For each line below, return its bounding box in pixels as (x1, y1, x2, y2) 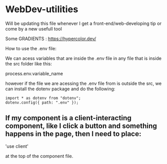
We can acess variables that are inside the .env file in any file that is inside (5, 55, 162, 61)
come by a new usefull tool (5, 25, 62, 31)
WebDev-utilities (5, 4, 78, 15)
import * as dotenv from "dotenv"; (5, 95, 81, 101)
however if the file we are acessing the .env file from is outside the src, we (5, 80, 162, 86)
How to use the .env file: (5, 45, 57, 51)
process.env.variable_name (5, 70, 63, 77)
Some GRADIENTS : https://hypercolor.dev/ (5, 36, 97, 42)
